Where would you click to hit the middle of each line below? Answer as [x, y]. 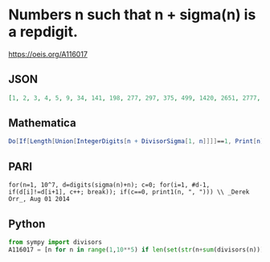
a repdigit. [43, 32]
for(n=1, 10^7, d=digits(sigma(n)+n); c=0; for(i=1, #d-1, [109, 185]
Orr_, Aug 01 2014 [39, 199]
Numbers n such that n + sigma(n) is [132, 15]
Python [27, 224]
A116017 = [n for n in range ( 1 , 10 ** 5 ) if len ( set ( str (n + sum [111, 250]
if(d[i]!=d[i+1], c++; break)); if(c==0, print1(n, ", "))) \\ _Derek [129, 192]
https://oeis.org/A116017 [48, 54]
